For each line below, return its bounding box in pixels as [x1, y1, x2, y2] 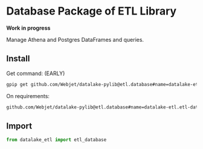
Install [6, 53, 30, 64]
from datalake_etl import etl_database [6, 137, 107, 143]
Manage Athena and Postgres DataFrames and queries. [6, 36, 144, 43]
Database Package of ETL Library [6, 4, 177, 18]
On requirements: [6, 92, 50, 99]
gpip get [6, 81, 28, 87]
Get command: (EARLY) [6, 70, 65, 77]
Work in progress [6, 24, 51, 31]
